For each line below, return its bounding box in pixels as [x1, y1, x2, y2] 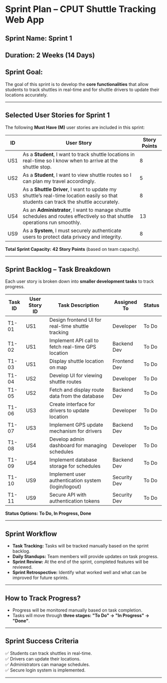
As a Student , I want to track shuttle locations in [22, 151, 135, 158]
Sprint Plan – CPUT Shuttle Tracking [5, 3, 156, 15]
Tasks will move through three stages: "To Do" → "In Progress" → [12, 613, 150, 619]
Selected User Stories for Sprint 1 [5, 111, 110, 119]
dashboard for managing [49, 442, 107, 449]
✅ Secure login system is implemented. [5, 667, 86, 673]
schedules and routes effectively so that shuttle [22, 212, 134, 219]
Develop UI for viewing [49, 372, 103, 379]
